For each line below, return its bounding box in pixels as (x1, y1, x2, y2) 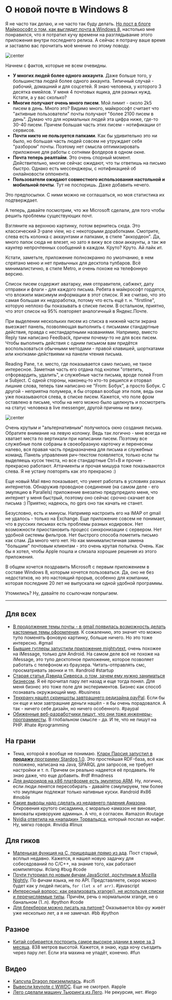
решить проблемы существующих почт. (5, 212, 93, 219)
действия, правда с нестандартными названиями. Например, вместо (5, 329, 158, 335)
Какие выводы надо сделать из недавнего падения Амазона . (12, 799, 147, 806)
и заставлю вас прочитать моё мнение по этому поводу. (5, 42, 130, 48)
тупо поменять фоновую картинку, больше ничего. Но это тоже (12, 634, 153, 640)
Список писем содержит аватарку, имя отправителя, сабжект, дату (5, 280, 154, 287)
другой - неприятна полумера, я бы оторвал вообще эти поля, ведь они (5, 388, 163, 394)
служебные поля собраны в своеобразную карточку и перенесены (5, 441, 153, 447)
